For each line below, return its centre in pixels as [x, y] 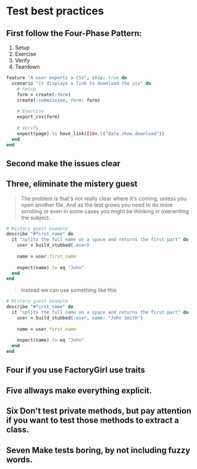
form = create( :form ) [44, 94]
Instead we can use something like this [69, 290]
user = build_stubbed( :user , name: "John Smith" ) [80, 318]
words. [19, 460]
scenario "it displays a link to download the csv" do [81, 83]
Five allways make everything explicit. [79, 391]
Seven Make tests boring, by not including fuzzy [98, 450]
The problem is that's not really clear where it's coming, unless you [104, 198]
